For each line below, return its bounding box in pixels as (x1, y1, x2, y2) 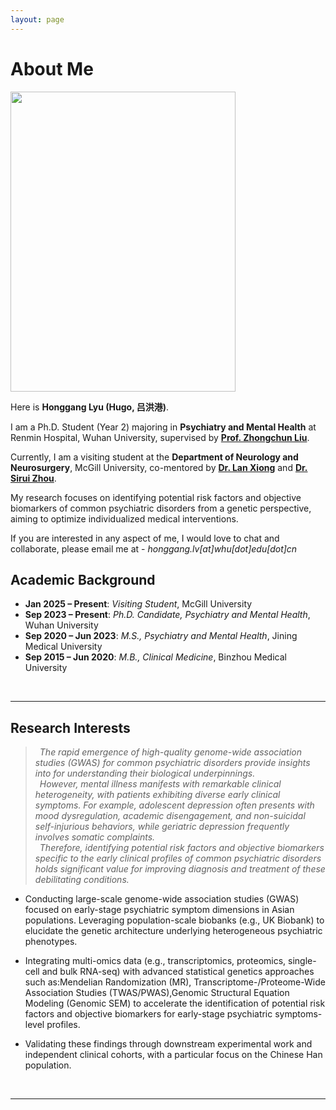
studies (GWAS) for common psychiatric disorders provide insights (34, 757, 311, 769)
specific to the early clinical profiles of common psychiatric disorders (34, 852, 322, 865)
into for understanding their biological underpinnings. (34, 767, 256, 780)
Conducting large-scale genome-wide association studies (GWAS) (24, 893, 300, 905)
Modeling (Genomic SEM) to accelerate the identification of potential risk (24, 997, 326, 1010)
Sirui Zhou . (10, 472, 57, 484)
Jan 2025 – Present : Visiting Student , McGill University (24, 598, 253, 610)
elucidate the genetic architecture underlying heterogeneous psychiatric (24, 925, 323, 937)
